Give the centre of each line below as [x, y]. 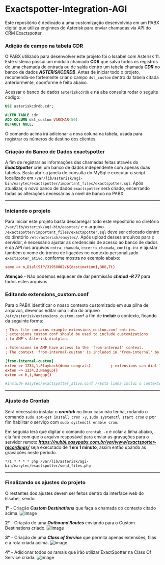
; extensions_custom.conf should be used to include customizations [77, 334]
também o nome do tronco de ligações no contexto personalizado [72, 253]
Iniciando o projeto [28, 211]
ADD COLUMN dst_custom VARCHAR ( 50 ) [41, 120]
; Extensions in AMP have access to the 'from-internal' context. [74, 348]
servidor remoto [21, 442]
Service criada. [20, 557]
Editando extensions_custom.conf [47, 295]
